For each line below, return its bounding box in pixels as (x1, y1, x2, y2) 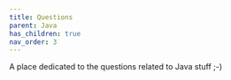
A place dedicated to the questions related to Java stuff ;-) (9, 62, 223, 72)
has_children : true (9, 29, 81, 38)
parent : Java (9, 21, 58, 30)
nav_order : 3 (9, 37, 58, 47)
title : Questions (9, 12, 73, 22)
